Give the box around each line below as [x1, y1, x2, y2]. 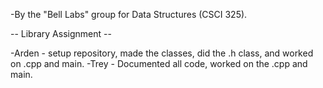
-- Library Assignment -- [10, 28, 112, 39]
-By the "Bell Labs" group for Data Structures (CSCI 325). [10, 9, 248, 20]
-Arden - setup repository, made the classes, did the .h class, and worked [10, 47, 314, 59]
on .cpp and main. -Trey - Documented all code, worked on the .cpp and [10, 58, 308, 69]
